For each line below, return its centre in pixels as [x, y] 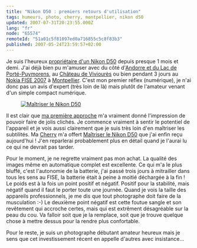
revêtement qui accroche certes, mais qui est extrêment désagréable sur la [97, 208]
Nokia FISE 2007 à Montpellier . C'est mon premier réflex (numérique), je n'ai [99, 80]
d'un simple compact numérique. [46, 93]
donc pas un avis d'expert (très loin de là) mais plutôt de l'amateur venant [96, 86]
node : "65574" [24, 34]
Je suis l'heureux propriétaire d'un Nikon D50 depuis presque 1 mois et [92, 61]
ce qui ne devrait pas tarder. [40, 147]
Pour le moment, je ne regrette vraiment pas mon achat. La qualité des [91, 158]
